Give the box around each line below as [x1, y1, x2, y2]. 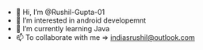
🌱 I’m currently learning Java [15, 24, 110, 33]
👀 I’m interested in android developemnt [15, 16, 147, 25]
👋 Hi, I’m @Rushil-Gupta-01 [15, 8, 105, 16]
